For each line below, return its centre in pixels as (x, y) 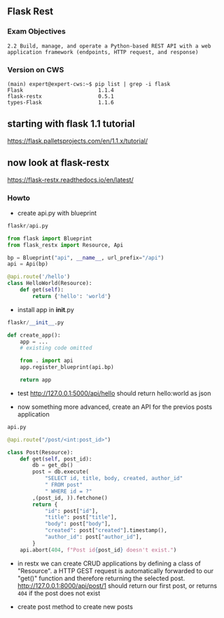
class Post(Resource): (40, 452)
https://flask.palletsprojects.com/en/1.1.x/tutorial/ (78, 141)
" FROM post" (63, 485)
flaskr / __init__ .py (36, 322)
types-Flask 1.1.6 (61, 102)
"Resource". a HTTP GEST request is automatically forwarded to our (115, 570)
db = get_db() (53, 465)
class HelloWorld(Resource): (50, 283)
